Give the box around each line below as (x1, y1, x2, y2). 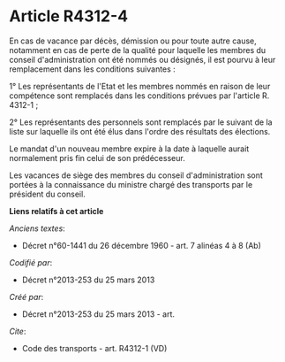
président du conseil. (9, 189, 86, 199)
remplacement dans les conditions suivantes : (9, 64, 176, 74)
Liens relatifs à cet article (9, 205, 104, 216)
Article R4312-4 (9, 6, 129, 27)
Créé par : (9, 291, 44, 302)
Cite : (9, 326, 26, 336)
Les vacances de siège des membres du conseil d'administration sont (9, 170, 263, 181)
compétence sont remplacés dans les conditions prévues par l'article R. (9, 90, 270, 101)
